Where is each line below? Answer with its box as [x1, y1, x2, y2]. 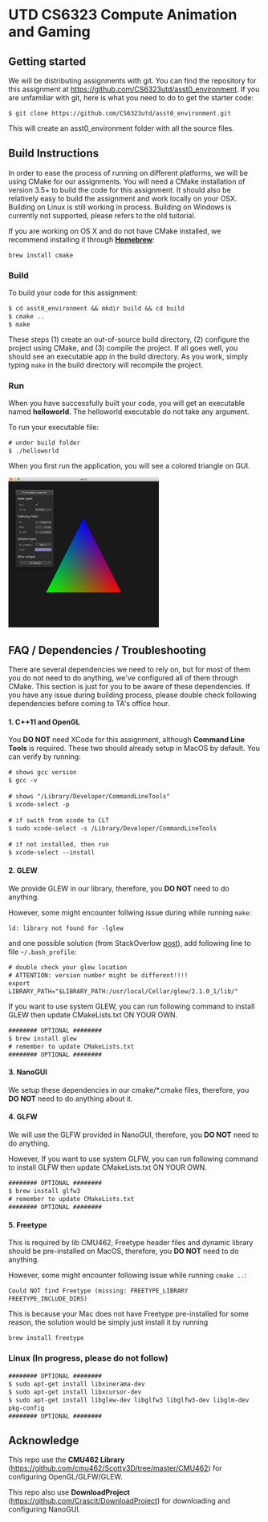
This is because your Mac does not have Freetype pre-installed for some [8, 1309, 249, 1319]
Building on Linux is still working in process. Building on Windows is [8, 202, 232, 212]
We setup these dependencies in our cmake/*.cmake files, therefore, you [8, 1085, 250, 1094]
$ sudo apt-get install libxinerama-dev [8, 1380, 146, 1388]
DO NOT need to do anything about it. [8, 1094, 133, 1103]
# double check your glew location [8, 963, 128, 972]
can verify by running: [8, 752, 82, 761]
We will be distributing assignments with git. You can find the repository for [8, 76, 257, 85]
